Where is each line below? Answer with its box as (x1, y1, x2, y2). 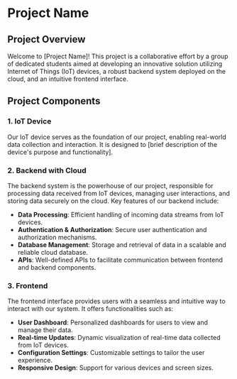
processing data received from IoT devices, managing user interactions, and (7, 189, 231, 197)
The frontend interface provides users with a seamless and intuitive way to (7, 297, 226, 306)
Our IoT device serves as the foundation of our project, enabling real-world (7, 133, 227, 141)
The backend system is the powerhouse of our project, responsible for (7, 181, 214, 189)
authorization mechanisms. (17, 233, 97, 241)
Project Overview (7, 33, 86, 45)
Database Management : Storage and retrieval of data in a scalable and (17, 240, 227, 249)
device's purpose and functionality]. (7, 148, 114, 156)
